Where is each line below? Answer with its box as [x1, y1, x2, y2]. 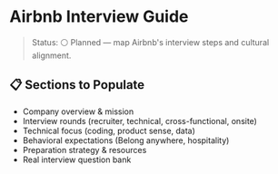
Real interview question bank [22, 154, 132, 165]
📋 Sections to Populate [9, 77, 145, 92]
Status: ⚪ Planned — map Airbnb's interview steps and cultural [31, 36, 270, 47]
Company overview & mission [22, 106, 134, 117]
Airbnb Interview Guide [9, 6, 189, 27]
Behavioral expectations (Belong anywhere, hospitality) [22, 134, 230, 146]
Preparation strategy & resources [22, 144, 147, 155]
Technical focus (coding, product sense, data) [22, 125, 195, 136]
